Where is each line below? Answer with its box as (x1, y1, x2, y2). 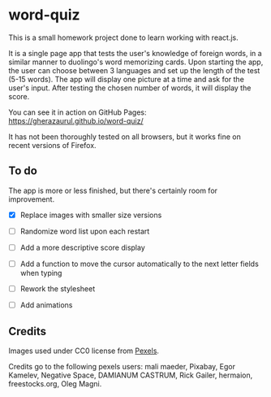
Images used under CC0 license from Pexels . (8, 346, 160, 356)
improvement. (8, 194, 55, 204)
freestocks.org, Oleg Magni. (8, 378, 102, 388)
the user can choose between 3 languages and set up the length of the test (8, 65, 260, 75)
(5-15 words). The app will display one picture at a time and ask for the (8, 74, 245, 84)
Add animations (19, 300, 73, 310)
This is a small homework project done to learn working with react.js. (8, 33, 239, 42)
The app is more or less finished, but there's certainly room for (8, 185, 217, 195)
